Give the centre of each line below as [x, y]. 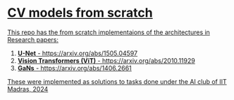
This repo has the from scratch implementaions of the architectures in [109, 32]
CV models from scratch [80, 13]
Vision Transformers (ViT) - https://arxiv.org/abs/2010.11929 [106, 60]
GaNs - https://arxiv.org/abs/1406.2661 [74, 68]
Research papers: [33, 39]
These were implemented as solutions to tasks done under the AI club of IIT [117, 81]
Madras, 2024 [28, 89]
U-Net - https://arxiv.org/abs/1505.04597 [78, 53]
